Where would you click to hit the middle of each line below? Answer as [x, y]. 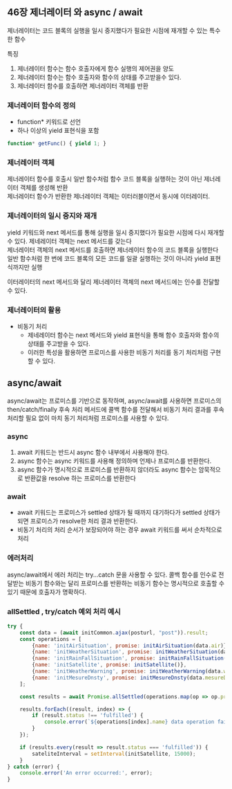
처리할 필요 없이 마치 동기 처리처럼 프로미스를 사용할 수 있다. [88, 418]
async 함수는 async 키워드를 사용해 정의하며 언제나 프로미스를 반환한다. [114, 461]
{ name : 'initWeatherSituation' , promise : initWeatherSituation [125, 652]
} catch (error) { [33, 767]
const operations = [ [50, 639]
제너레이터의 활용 [34, 310]
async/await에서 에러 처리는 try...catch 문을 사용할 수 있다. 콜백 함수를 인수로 [112, 574]
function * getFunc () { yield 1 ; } [57, 144]
